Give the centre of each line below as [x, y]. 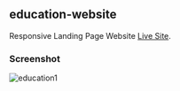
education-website [63, 15]
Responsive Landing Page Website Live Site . [90, 35]
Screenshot [35, 58]
